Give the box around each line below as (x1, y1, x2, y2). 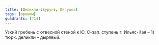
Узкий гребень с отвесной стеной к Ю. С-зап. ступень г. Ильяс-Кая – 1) (5, 30, 155, 35)
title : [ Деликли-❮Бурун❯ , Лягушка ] (5, 7, 78, 12)
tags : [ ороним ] (5, 12, 36, 16)
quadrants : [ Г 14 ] (5, 16, 41, 21)
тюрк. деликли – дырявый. (5, 34, 61, 40)
